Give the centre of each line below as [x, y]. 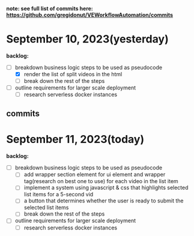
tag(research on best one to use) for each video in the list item [101, 181]
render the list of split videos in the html [73, 74]
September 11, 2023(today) [75, 140]
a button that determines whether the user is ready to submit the [104, 201]
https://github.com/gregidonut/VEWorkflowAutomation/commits [89, 14]
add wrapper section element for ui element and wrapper [95, 175]
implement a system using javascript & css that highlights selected [106, 188]
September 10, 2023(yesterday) [88, 39]
